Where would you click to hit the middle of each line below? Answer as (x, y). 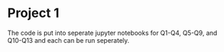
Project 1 (33, 13)
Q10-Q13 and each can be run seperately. (68, 40)
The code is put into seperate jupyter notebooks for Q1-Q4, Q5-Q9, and (112, 33)
